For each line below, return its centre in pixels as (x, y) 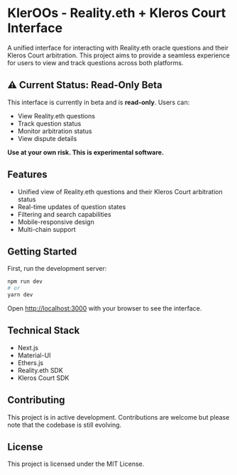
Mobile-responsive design (56, 222)
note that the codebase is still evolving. (65, 425)
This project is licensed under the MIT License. (76, 464)
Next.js (28, 347)
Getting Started (42, 251)
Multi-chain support (46, 229)
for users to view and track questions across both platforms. (95, 62)
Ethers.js (31, 362)
